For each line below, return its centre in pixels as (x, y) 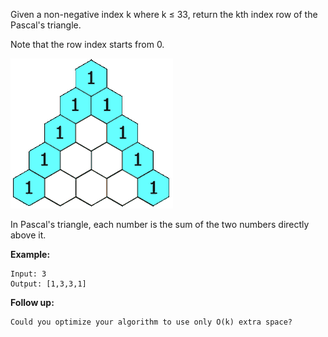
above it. (28, 235)
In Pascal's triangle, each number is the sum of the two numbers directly (160, 224)
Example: (30, 254)
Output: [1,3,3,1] (48, 284)
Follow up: (32, 302)
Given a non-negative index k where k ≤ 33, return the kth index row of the (164, 14)
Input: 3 (28, 274)
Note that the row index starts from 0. (87, 44)
